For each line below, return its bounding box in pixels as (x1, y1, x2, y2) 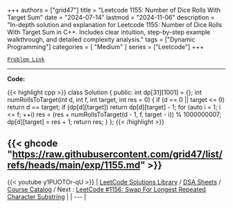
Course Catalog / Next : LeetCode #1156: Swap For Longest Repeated (7, 185, 206, 193)
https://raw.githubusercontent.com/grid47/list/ (12, 148, 223, 160)
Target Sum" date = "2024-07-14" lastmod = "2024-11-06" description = (7, 13, 215, 21)
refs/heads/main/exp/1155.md (7, 159, 141, 171)
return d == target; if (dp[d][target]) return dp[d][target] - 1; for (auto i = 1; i (7, 103, 221, 111)
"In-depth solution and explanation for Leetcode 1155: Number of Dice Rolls (7, 21, 223, 28)
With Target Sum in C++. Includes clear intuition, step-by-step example (7, 28, 211, 36)
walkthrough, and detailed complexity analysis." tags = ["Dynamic (7, 35, 196, 44)
